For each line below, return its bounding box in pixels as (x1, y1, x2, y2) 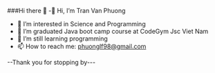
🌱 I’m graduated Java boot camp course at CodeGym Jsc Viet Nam (17, 28, 209, 35)
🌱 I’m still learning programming (17, 34, 109, 43)
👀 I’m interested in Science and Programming (17, 20, 147, 28)
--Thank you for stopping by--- (7, 59, 95, 66)
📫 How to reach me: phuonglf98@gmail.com (17, 42, 147, 50)
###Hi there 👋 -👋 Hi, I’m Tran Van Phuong (7, 7, 126, 14)
